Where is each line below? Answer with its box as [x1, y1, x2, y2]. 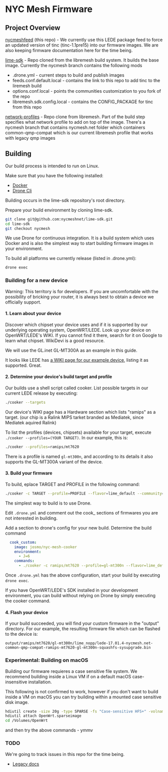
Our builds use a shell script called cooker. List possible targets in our [5, 385, 148, 391]
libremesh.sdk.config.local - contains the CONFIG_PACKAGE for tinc [12, 99, 153, 105]
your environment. [5, 245, 43, 251]
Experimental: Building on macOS [5, 657, 88, 664]
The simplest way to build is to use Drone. [5, 500, 91, 506]
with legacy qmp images [5, 135, 56, 141]
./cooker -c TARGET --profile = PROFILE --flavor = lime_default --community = [5, 491, 164, 496]
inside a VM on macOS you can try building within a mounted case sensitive [5, 694, 161, 700]
